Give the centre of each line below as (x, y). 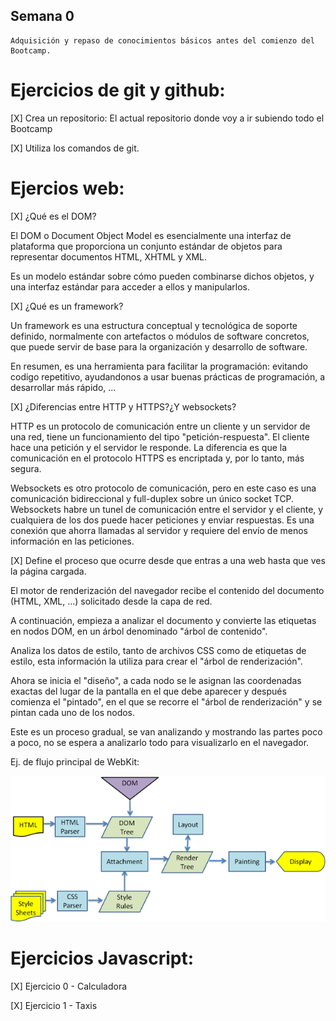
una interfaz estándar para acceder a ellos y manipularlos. (130, 286)
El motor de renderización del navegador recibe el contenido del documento (167, 590)
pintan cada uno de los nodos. (73, 712)
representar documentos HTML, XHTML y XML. (109, 256)
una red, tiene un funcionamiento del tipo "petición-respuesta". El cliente (160, 436)
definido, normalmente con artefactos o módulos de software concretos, (160, 336)
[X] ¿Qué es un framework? (67, 306)
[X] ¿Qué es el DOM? (53, 216)
